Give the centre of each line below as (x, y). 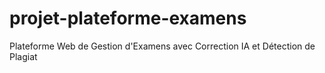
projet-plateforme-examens (128, 18)
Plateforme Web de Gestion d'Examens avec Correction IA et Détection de (162, 46)
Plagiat (23, 56)
